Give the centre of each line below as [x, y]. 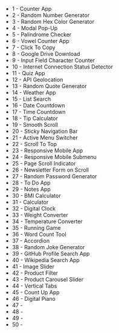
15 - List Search [31, 99]
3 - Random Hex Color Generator [53, 22]
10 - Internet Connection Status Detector [63, 67]
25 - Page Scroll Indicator [44, 163]
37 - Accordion [31, 241]
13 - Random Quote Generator [49, 86]
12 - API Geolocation [37, 79]
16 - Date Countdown [38, 105]
